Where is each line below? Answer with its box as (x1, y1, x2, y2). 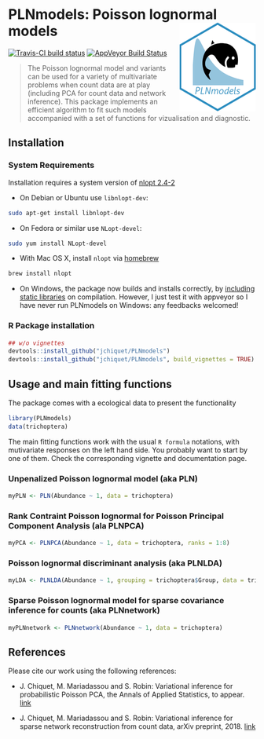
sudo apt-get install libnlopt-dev (8, 209, 125, 217)
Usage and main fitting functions (8, 377, 172, 390)
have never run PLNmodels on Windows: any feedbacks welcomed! (19, 301, 239, 310)
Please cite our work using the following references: (8, 666, 177, 676)
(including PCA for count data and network (27, 88, 167, 97)
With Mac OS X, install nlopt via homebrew (19, 254, 159, 263)
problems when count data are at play (27, 80, 151, 90)
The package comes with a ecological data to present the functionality (8, 398, 236, 408)
